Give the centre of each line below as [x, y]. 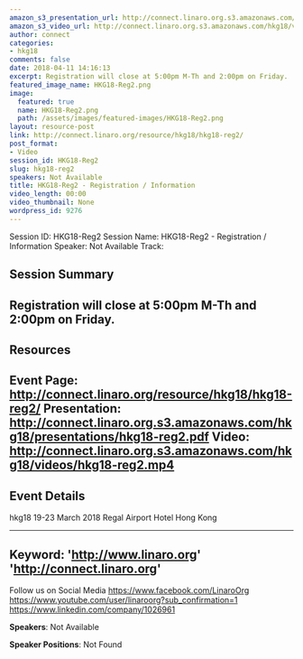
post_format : [34, 144]
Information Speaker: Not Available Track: [87, 246]
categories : [32, 43]
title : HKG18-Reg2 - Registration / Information [102, 186]
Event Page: [44, 381]
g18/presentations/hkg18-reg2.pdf [109, 437]
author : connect [40, 34]
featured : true [46, 102]
